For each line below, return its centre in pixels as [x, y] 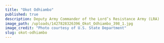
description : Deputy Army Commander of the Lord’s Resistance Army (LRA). [83, 19]
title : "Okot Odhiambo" [30, 10]
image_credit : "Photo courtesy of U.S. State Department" [66, 28]
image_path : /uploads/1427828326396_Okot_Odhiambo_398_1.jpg [69, 23]
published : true [22, 14]
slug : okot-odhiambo [26, 33]
